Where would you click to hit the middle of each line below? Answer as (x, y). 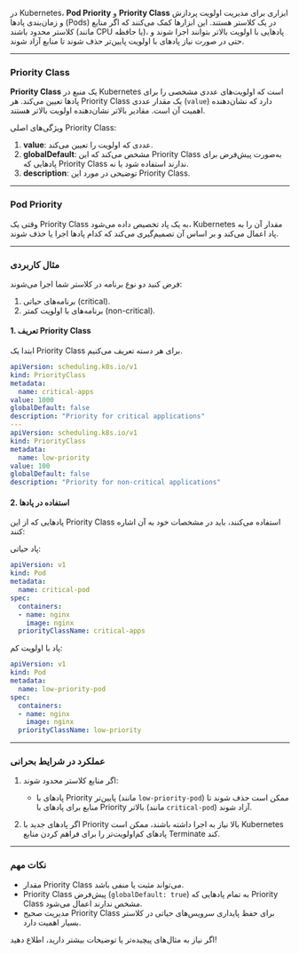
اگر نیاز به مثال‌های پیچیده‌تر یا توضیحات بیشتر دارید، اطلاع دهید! (114, 939)
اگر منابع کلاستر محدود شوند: (71, 781)
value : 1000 (32, 400)
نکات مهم (28, 865)
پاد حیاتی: (26, 548)
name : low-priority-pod (62, 689)
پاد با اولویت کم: (36, 648)
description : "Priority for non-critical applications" (115, 483)
